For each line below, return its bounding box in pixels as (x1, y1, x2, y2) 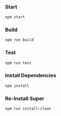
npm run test (5, 60, 32, 65)
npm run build (5, 38, 34, 42)
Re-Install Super (5, 95, 44, 102)
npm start (5, 15, 25, 20)
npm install (5, 83, 29, 88)
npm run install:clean (5, 106, 51, 111)
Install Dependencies (5, 72, 57, 79)
